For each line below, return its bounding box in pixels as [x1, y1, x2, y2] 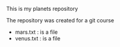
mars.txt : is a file [14, 28, 58, 36]
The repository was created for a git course [6, 17, 115, 23]
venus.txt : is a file [14, 35, 61, 42]
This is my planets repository [6, 5, 78, 12]
